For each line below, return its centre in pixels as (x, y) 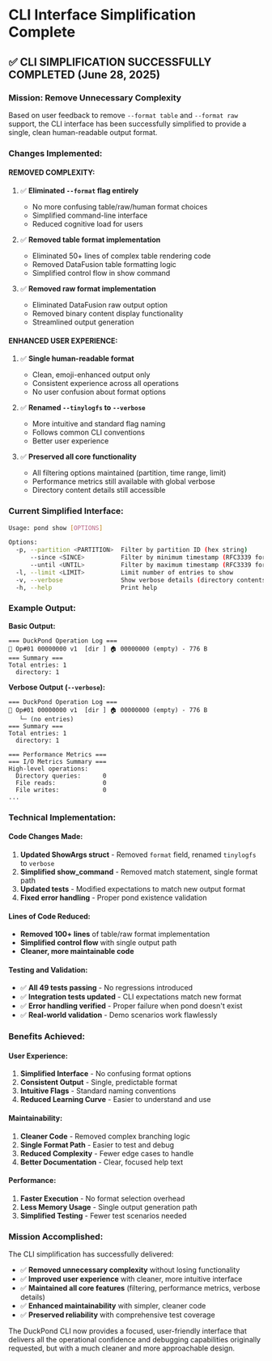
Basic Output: (32, 625)
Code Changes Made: (46, 837)
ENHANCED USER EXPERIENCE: (63, 341)
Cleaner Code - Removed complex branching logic (105, 1136)
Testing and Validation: (48, 969)
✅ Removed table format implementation (90, 240)
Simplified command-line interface (90, 215)
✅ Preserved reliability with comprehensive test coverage (118, 1315)
